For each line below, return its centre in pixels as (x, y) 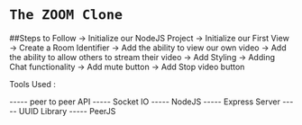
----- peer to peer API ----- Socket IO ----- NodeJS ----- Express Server (145, 102)
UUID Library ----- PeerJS (67, 111)
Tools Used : (32, 84)
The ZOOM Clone (66, 15)
